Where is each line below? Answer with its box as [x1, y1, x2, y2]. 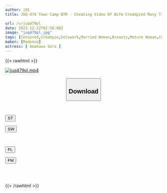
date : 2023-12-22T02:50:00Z [5, 25, 64, 30]
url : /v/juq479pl [5, 21, 41, 26]
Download [69, 88, 98, 95]
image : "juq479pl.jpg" [5, 30, 52, 35]
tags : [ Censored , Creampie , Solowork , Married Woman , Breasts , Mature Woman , [5, 35, 159, 40]
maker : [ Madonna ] [5, 39, 41, 45]
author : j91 [5, 7, 30, 12]
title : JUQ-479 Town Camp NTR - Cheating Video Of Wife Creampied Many [5, 12, 157, 17]
